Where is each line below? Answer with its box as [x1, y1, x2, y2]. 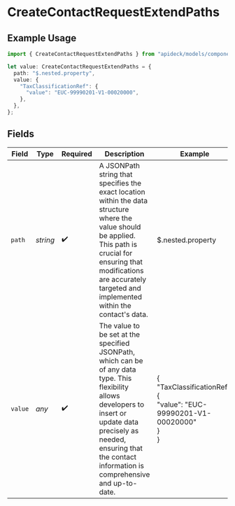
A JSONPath [99, 160, 140, 170]
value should [99, 222, 141, 232]
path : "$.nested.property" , [13, 69, 96, 77]
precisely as [99, 426, 139, 435]
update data [99, 417, 138, 427]
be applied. [99, 230, 136, 240]
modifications [99, 265, 144, 275]
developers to [99, 400, 145, 409]
